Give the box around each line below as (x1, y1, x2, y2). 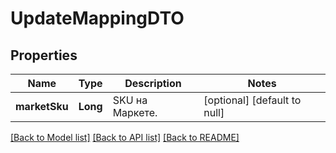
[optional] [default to (203, 93, 302, 107)
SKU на (112, 93, 148, 107)
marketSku (15, 100, 69, 113)
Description (124, 77, 182, 90)
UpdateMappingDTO (10, 7, 185, 30)
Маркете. (112, 106, 158, 119)
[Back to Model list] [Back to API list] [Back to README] (10, 132, 240, 143)
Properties (10, 47, 78, 64)
